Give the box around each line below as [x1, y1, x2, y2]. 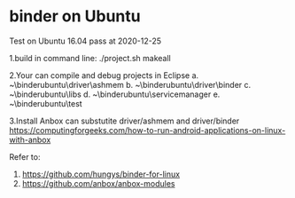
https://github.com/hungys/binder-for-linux [21, 169, 180, 179]
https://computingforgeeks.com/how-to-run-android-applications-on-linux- [9, 124, 286, 135]
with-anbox [9, 134, 51, 145]
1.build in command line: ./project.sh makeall [9, 52, 171, 63]
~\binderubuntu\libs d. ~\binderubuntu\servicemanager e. [9, 89, 221, 99]
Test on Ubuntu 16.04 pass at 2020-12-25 [9, 36, 162, 46]
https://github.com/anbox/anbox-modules [21, 178, 175, 188]
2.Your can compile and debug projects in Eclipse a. [9, 69, 199, 81]
